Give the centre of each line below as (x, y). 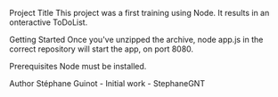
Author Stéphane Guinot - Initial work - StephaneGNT (107, 83)
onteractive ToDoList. (49, 22)
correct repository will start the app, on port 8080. (102, 49)
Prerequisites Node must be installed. (78, 66)
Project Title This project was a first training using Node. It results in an (139, 13)
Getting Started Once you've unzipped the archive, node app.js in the (136, 40)
